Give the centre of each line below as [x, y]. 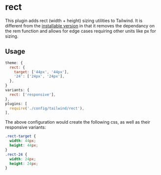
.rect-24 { [16, 154]
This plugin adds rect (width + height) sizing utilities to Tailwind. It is [74, 21]
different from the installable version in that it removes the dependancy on [80, 25]
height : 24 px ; [24, 164]
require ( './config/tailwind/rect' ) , [47, 108]
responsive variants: [26, 127]
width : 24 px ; [23, 159]
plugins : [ [16, 104]
